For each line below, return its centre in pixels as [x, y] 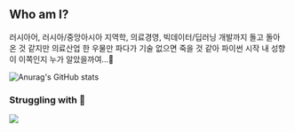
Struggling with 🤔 [48, 99]
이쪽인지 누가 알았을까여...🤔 [66, 59]
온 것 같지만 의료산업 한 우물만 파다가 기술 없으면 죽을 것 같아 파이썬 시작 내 [139, 48]
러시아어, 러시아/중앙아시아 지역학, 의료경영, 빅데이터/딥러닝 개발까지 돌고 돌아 [145, 37]
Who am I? [39, 15]
